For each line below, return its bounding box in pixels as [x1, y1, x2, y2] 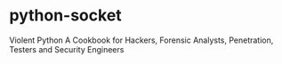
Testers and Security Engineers [9, 44, 125, 54]
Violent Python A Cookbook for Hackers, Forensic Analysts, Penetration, [9, 35, 274, 45]
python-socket [9, 5, 122, 26]
